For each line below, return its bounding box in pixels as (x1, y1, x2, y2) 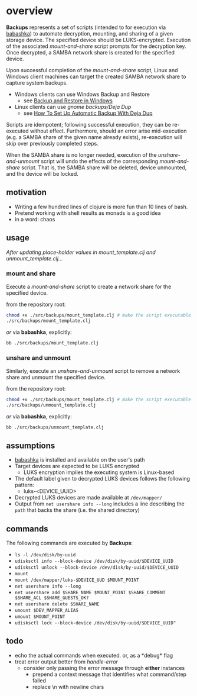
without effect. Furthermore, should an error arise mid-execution (29, 127, 187, 134)
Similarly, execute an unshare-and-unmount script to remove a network (6, 367, 180, 374)
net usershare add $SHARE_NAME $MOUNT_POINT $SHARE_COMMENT (14, 590, 166, 596)
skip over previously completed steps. (6, 140, 99, 147)
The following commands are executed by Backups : (6, 540, 133, 547)
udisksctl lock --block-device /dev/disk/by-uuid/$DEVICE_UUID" (14, 620, 176, 626)
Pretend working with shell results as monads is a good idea (14, 209, 161, 217)
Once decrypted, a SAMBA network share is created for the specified (6, 49, 175, 56)
